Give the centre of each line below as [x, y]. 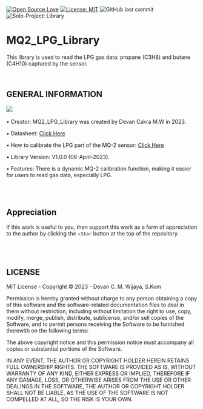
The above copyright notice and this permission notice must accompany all [100, 342]
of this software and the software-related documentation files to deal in [95, 305]
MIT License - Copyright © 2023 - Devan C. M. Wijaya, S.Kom [84, 287]
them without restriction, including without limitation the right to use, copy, [99, 311]
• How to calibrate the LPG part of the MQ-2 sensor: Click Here [85, 145]
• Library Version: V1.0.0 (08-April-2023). [58, 157]
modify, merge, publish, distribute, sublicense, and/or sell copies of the [95, 318]
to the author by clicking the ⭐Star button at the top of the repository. [93, 233]
